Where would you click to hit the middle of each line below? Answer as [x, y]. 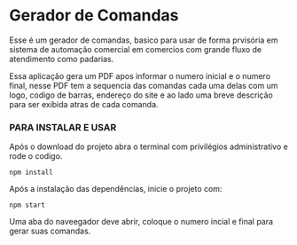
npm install [31, 173]
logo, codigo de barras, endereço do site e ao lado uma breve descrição [141, 95]
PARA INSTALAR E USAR [63, 127]
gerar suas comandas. [50, 231]
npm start [27, 205]
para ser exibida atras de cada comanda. [84, 104]
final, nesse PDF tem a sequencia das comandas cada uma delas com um [144, 85]
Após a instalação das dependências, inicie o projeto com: [116, 189]
